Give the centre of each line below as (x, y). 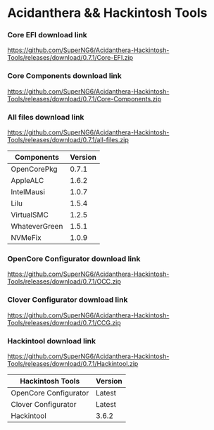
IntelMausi (28, 192)
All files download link (46, 117)
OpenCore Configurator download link (74, 259)
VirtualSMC (30, 215)
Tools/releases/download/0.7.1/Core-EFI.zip (70, 58)
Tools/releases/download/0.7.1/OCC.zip (64, 282)
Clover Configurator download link (68, 300)
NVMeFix (26, 238)
